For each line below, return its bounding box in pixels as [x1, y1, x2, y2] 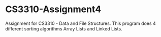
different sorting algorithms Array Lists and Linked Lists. [5, 25, 123, 31]
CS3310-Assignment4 [5, 4, 102, 15]
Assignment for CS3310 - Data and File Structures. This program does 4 [5, 20, 156, 26]
